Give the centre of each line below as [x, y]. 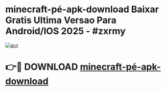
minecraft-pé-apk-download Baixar [82, 9]
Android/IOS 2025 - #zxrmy [66, 31]
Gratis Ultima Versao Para [61, 20]
